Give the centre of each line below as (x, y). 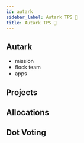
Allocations (28, 112)
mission (24, 61)
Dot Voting (26, 133)
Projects (22, 92)
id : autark (20, 12)
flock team (28, 67)
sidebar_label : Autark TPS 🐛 (42, 17)
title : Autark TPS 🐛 (32, 23)
